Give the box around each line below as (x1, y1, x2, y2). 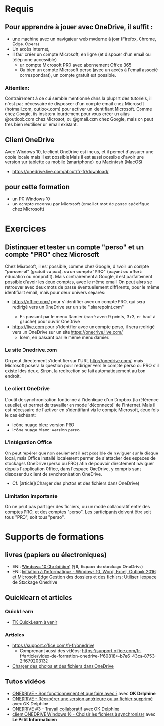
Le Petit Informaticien (12, 716, 57, 722)
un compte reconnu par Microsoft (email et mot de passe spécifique (12, 201, 150, 206)
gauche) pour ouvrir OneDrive (19, 318, 80, 324)
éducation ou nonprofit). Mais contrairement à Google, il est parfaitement (5, 273, 153, 279)
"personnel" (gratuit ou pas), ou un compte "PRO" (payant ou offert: (5, 268, 142, 274)
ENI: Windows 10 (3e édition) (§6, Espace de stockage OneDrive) (12, 564, 143, 569)
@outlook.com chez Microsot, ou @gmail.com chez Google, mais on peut (5, 116, 153, 122)
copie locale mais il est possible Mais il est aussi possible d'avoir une (5, 154, 144, 160)
